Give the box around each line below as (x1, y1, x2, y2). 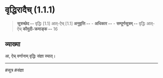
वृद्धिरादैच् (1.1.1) (5, 4, 56, 15)
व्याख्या (5, 40, 20, 49)
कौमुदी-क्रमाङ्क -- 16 (22, 26, 58, 32)
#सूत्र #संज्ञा (5, 67, 24, 73)
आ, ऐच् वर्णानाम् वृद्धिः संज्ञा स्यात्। (5, 53, 56, 59)
